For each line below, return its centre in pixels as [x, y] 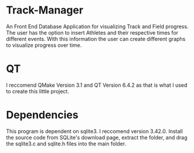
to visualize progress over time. [44, 45]
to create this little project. [38, 91]
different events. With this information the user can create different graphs [96, 39]
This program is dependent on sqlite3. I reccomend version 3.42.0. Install [94, 131]
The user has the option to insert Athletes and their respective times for [92, 32]
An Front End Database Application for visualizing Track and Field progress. [97, 26]
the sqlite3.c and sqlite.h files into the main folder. [66, 144]
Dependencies [42, 115]
